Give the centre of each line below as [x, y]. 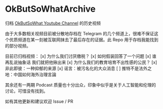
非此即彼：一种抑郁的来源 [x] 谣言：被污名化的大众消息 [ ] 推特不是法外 [76, 68]
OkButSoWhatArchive [50, 9]
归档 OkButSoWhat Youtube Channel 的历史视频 [53, 23]
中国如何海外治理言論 [35, 74]
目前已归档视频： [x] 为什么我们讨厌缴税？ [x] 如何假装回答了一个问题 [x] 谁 [81, 56]
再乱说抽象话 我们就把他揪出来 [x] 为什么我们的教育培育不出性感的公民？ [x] [81, 62]
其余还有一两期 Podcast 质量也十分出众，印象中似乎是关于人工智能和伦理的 [81, 85]
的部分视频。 [18, 45]
